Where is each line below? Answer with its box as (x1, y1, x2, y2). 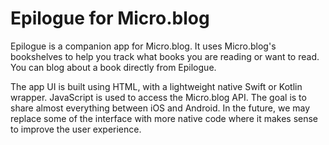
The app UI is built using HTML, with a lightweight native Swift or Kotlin (10, 80, 303, 92)
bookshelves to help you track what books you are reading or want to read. (10, 50, 320, 62)
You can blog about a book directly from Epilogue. (10, 61, 217, 73)
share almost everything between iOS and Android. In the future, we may (10, 102, 311, 114)
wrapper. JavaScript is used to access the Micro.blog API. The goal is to (10, 91, 307, 103)
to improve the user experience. (10, 123, 142, 135)
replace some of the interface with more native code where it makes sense (10, 112, 319, 124)
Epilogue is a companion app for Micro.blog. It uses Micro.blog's (10, 40, 277, 52)
